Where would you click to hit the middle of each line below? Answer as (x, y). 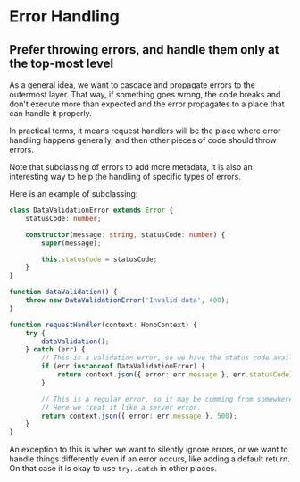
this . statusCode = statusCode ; (100, 259)
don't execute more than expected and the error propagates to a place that (147, 104)
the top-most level (62, 63)
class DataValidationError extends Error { (92, 210)
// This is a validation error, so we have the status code (155, 358)
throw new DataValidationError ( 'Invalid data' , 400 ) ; (127, 300)
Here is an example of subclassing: (74, 194)
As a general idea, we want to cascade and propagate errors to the (133, 85)
